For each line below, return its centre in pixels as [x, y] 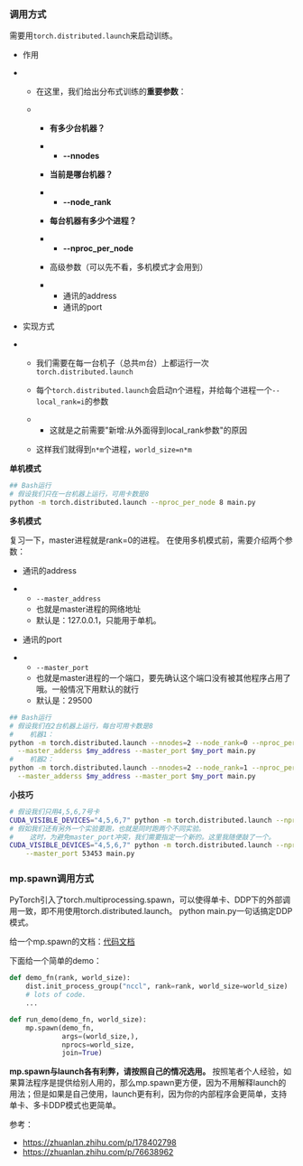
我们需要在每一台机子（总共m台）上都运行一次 [122, 363]
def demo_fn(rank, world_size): [70, 978]
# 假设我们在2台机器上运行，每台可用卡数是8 [81, 726]
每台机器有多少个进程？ [93, 221]
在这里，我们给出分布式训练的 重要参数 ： [111, 91]
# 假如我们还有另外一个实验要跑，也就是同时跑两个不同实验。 [107, 828]
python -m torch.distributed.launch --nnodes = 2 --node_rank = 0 [129, 742]
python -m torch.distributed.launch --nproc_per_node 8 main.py [133, 503]
